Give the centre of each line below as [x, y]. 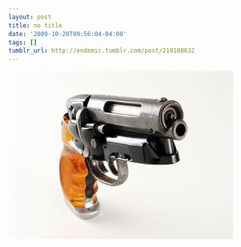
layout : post [30, 17]
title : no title [35, 25]
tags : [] [23, 43]
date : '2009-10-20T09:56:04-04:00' [68, 34]
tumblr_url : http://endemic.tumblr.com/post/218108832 [102, 51]
